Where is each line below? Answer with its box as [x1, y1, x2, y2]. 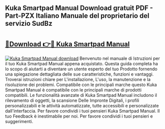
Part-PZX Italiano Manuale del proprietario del [5, 12, 149, 20]
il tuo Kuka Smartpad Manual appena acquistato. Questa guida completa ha [5, 61, 159, 66]
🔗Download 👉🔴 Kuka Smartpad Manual [5, 40, 130, 48]
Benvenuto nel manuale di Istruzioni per [79, 55, 160, 61]
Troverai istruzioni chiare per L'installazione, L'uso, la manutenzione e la [5, 77, 151, 82]
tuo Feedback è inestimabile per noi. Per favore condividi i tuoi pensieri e [5, 113, 153, 119]
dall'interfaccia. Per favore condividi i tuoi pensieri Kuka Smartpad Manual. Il [5, 108, 160, 114]
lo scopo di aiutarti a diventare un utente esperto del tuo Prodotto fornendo [5, 66, 158, 72]
